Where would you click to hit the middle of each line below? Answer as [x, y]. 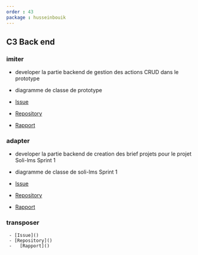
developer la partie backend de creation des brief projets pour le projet [103, 154]
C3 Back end [31, 42]
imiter [15, 59]
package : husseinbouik [36, 17]
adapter [18, 141]
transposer [23, 222]
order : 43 [20, 12]
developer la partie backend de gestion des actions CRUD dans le [97, 72]
